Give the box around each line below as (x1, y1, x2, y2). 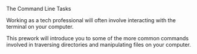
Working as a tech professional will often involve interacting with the (6, 17, 176, 23)
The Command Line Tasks (6, 5, 71, 12)
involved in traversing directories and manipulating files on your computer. (6, 41, 192, 48)
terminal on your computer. (6, 23, 74, 30)
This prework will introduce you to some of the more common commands (6, 35, 189, 41)
